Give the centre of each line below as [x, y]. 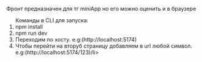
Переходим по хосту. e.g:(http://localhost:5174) [76, 39]
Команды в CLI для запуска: [52, 20]
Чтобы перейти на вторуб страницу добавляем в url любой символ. [103, 46]
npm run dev [31, 33]
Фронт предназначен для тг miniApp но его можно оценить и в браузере [101, 9]
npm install [29, 27]
